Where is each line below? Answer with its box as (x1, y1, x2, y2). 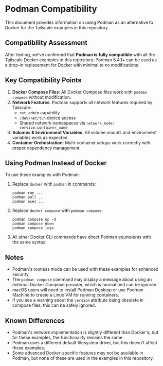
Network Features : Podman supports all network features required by (12, 99, 153, 105)
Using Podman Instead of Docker (5, 159, 107, 167)
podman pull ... (12, 195, 45, 200)
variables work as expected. (12, 135, 69, 140)
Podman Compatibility (5, 3, 97, 15)
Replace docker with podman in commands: (12, 181, 96, 187)
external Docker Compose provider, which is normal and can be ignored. (12, 282, 158, 288)
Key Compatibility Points (5, 76, 82, 85)
